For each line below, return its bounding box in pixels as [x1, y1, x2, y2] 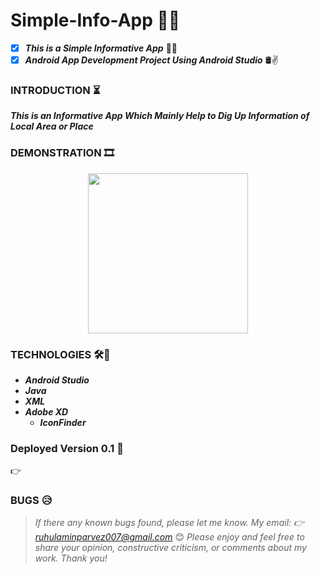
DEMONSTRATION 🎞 [10, 146, 115, 160]
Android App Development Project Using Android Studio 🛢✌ [24, 54, 279, 66]
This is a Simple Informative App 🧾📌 [24, 42, 178, 54]
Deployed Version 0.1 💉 [10, 441, 125, 455]
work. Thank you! [34, 552, 108, 564]
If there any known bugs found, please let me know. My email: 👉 [34, 517, 305, 529]
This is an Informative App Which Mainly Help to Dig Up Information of [10, 110, 310, 122]
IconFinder [39, 416, 87, 428]
